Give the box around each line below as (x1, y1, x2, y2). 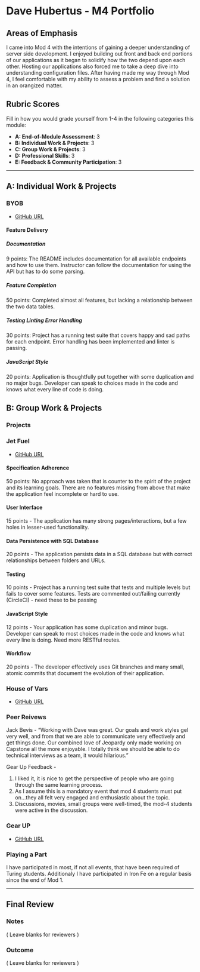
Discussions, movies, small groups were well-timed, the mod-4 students (14, 801, 192, 808)
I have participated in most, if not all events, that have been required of (6, 863, 180, 870)
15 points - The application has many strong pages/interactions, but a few (6, 517, 187, 524)
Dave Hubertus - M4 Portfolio (6, 4, 155, 18)
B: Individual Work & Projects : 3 (14, 139, 95, 146)
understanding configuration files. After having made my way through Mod (6, 69, 189, 76)
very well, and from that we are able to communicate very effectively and (6, 733, 186, 740)
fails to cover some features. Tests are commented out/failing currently (6, 590, 180, 597)
